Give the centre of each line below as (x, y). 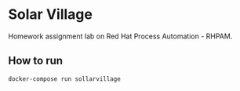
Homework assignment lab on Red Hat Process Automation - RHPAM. (120, 36)
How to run (36, 61)
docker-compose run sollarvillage (65, 79)
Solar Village (50, 15)
